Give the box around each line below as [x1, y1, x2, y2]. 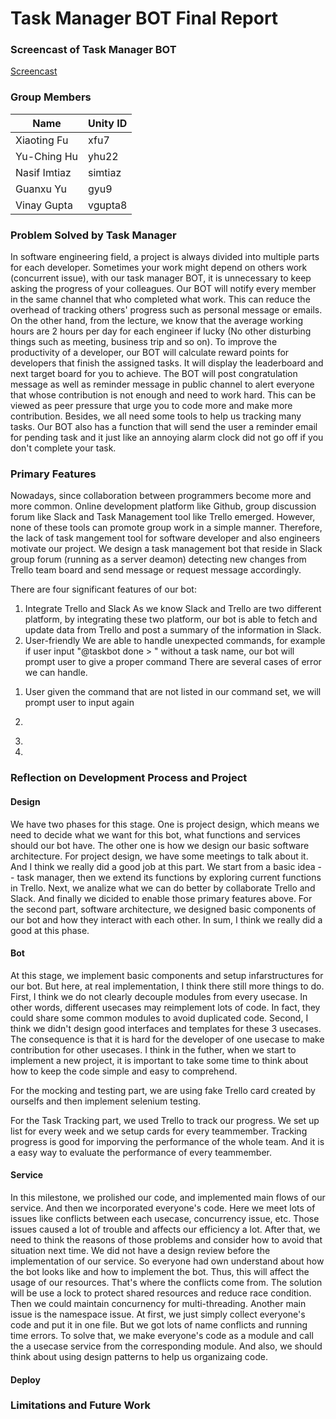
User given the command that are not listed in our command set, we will [24, 686, 322, 698]
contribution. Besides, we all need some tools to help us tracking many [10, 410, 302, 422]
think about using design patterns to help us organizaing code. [10, 1350, 268, 1362]
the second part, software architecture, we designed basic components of [10, 903, 317, 915]
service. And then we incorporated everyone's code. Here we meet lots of [10, 1202, 316, 1214]
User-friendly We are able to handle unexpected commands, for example [24, 635, 326, 647]
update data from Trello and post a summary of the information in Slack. [24, 624, 322, 636]
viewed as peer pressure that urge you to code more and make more [10, 400, 293, 412]
